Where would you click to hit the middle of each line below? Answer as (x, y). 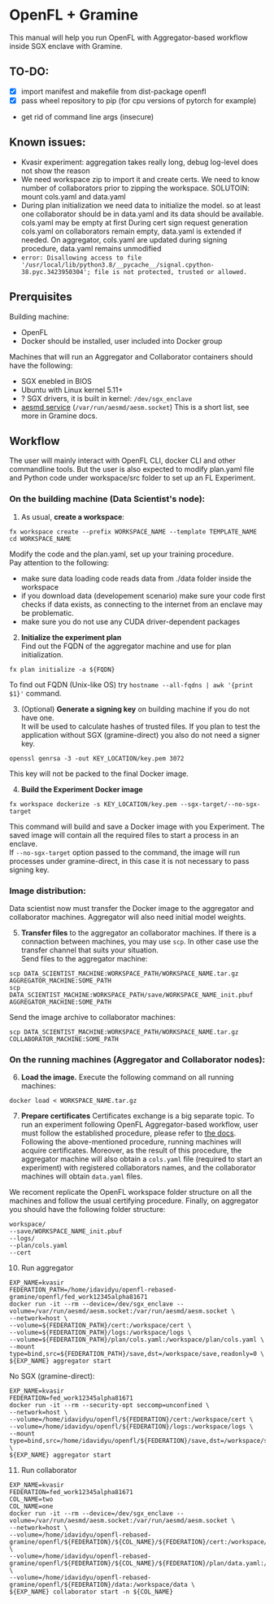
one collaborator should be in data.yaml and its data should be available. (142, 214)
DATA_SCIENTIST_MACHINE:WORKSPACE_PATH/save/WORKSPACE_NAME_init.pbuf (131, 995)
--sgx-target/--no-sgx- (220, 804)
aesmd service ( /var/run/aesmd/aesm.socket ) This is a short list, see (135, 407)
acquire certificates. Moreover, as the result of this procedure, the (131, 1151)
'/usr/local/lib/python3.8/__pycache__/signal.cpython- (117, 265)
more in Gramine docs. (59, 416)
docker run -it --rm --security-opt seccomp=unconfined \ (109, 1406)
